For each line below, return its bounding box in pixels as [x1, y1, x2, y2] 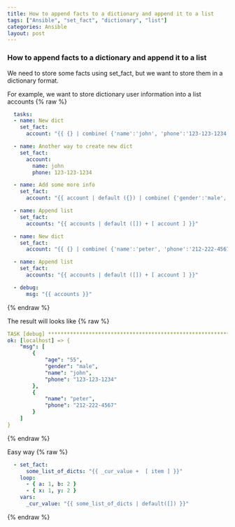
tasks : [13, 111, 33, 118]
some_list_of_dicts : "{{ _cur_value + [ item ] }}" [25, 468, 183, 475]
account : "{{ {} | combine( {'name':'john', [25, 130, 158, 137]
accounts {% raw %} [7, 97, 68, 106]
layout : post [7, 29, 45, 37]
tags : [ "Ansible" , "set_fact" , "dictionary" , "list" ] [7, 17, 168, 24]
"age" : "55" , [44, 356, 83, 364]
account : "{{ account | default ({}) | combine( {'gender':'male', [25, 195, 227, 202]
